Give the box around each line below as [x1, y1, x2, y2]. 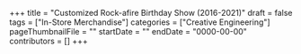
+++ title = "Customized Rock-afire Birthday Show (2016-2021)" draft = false [9, 8, 293, 18]
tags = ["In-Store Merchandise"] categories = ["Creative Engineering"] [9, 17, 271, 27]
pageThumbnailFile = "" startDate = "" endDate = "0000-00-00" [9, 27, 247, 36]
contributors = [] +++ [9, 35, 88, 46]
